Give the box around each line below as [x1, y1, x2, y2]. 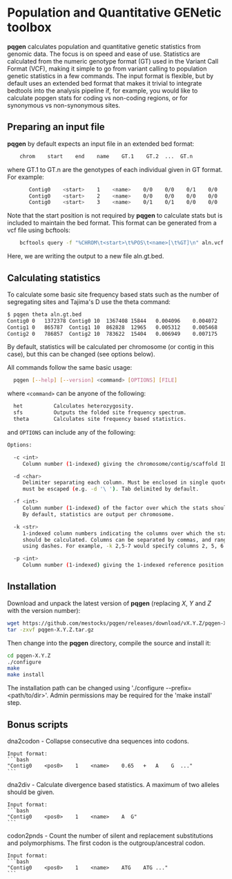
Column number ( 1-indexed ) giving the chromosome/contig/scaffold [22, 460, 217, 467]
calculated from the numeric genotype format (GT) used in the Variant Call [7, 57, 219, 65]
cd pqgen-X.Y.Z [7, 652, 51, 659]
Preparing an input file [7, 121, 105, 133]
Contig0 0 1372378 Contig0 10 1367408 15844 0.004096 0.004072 [7, 317, 217, 324]
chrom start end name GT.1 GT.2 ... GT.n [19, 153, 193, 160]
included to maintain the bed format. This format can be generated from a [7, 219, 217, 227]
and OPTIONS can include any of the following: [7, 428, 136, 436]
